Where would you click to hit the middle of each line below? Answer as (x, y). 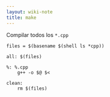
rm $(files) (32, 89)
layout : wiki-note (29, 12)
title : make (21, 18)
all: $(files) (24, 56)
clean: (15, 83)
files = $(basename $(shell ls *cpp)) (55, 46)
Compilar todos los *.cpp (37, 35)
